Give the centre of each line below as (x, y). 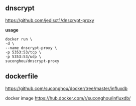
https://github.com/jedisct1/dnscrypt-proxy (50, 20)
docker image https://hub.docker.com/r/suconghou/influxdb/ (68, 98)
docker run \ (19, 39)
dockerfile (22, 76)
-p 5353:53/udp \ (23, 56)
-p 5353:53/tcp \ (23, 52)
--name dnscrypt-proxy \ (31, 48)
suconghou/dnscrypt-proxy (32, 61)
